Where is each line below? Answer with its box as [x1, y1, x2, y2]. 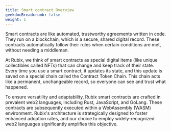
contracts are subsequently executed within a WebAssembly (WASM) [5, 105, 152, 111]
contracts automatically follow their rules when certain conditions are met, [5, 42, 161, 48]
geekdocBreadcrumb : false [5, 12, 60, 17]
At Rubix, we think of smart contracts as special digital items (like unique [5, 57, 158, 63]
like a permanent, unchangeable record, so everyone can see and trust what [5, 78, 166, 85]
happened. [5, 84, 28, 90]
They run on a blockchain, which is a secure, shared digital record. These [5, 36, 160, 42]
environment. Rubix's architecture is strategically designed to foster [5, 110, 148, 116]
